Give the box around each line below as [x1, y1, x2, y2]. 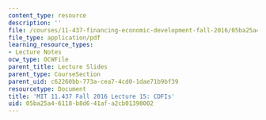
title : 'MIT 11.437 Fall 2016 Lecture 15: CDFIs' [8, 92, 176, 100]
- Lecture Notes [8, 48, 62, 56]
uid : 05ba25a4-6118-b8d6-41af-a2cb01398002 [8, 99, 154, 107]
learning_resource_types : [8, 41, 93, 49]
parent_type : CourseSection [8, 70, 101, 78]
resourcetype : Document [8, 84, 87, 93]
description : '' [8, 19, 62, 27]
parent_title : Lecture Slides [8, 63, 108, 71]
